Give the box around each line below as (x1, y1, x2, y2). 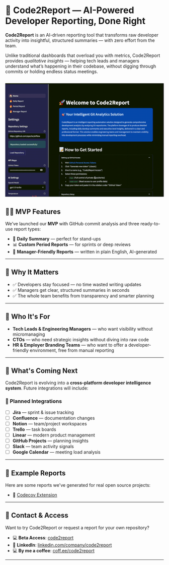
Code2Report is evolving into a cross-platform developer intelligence (5, 380, 151, 386)
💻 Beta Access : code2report (12, 534, 74, 541)
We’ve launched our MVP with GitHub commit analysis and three (5, 220, 139, 226)
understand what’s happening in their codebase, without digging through (5, 63, 156, 69)
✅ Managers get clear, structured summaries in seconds (12, 287, 130, 293)
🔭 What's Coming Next (5, 366, 78, 375)
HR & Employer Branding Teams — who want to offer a (12, 342, 127, 348)
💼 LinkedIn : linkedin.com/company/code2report (12, 542, 112, 548)
